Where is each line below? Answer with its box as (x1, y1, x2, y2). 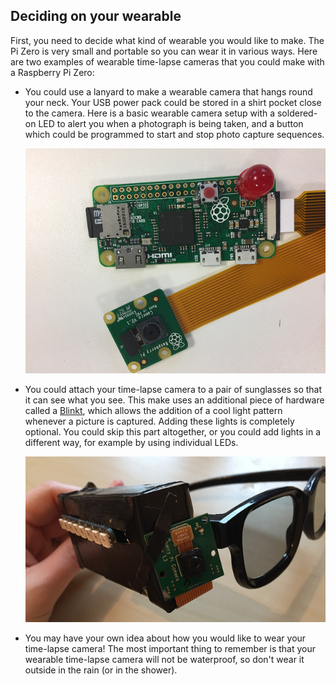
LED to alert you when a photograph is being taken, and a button (38, 117, 304, 129)
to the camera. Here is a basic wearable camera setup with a (24, 107, 276, 119)
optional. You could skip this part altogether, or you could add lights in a (24, 425, 321, 438)
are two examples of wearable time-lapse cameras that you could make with (10, 55, 325, 68)
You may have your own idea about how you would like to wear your (24, 632, 307, 644)
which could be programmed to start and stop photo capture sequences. (24, 128, 325, 140)
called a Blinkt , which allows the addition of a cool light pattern (24, 404, 283, 416)
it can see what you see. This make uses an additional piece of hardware (24, 394, 325, 406)
